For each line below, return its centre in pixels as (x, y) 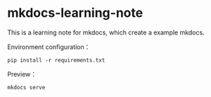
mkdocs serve (26, 87)
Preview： (22, 74)
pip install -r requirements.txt (56, 60)
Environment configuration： (49, 46)
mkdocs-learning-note (75, 13)
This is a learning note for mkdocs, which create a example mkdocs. (106, 32)
